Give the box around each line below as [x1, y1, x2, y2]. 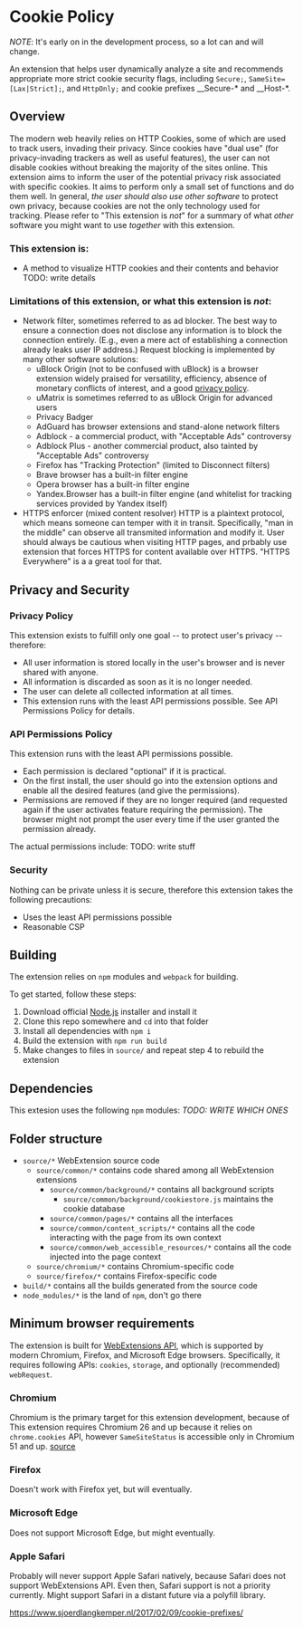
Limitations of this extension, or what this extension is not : [9, 294, 272, 307]
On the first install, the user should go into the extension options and [22, 776, 278, 787]
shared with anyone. [22, 667, 99, 678]
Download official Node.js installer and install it [22, 1007, 197, 1018]
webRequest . [9, 1369, 52, 1380]
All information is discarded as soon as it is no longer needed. [22, 676, 253, 687]
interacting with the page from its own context [49, 1232, 222, 1243]
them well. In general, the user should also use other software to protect [9, 190, 279, 201]
